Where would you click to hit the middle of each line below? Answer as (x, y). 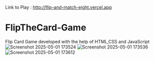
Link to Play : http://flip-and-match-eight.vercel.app (58, 7)
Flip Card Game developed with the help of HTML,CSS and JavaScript (77, 41)
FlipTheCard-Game (46, 28)
